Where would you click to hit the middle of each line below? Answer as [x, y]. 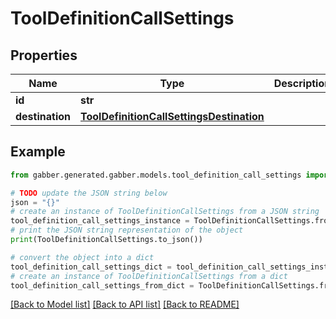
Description [302, 83]
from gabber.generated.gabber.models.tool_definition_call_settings [156, 175]
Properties [44, 55]
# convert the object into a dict [82, 257]
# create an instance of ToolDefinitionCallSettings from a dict [149, 276]
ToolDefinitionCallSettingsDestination [172, 116]
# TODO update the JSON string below [89, 193]
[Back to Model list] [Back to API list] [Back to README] [125, 304]
